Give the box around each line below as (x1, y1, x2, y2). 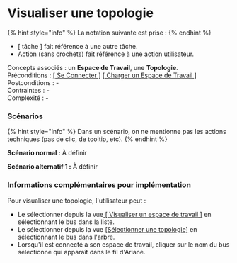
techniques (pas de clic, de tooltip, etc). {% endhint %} (7, 135, 168, 143)
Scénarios (7, 111, 44, 121)
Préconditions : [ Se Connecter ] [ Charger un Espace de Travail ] (7, 71, 197, 79)
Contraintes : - (7, 86, 50, 94)
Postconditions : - (7, 78, 59, 86)
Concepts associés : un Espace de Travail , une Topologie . (7, 63, 178, 72)
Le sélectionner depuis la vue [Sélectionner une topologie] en (17, 225, 197, 233)
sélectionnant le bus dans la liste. (17, 218, 115, 226)
